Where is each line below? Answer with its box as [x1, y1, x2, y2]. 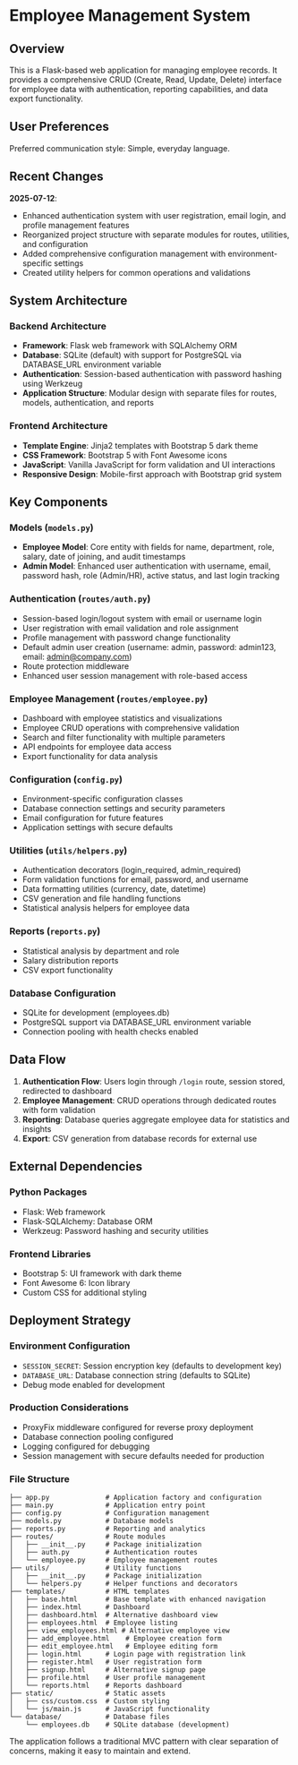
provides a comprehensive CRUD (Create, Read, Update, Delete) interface [9, 74, 282, 85]
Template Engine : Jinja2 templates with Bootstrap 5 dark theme [21, 440, 259, 450]
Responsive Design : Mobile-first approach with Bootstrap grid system [21, 468, 282, 479]
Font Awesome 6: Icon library [21, 1277, 131, 1288]
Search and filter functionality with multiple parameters [21, 732, 226, 742]
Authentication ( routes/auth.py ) [9, 593, 151, 605]
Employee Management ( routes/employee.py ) [9, 692, 209, 705]
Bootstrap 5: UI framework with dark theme [21, 1268, 183, 1279]
